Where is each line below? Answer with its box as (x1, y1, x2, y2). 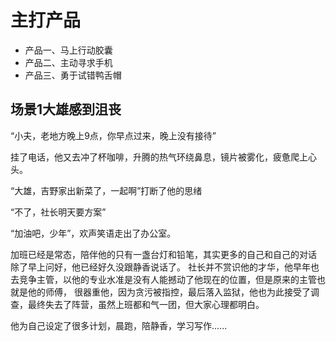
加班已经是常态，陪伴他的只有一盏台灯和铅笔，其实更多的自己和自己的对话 (10, 248, 317, 260)
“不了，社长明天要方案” (10, 206, 107, 218)
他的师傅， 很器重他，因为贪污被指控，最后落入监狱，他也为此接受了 (27, 286, 311, 298)
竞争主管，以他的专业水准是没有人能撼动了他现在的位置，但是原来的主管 (18, 273, 317, 285)
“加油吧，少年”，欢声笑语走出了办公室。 (10, 227, 177, 239)
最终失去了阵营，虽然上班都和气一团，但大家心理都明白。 (27, 298, 265, 310)
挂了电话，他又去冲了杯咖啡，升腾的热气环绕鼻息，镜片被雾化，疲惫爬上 (10, 151, 308, 163)
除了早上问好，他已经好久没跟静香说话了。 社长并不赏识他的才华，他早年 (10, 261, 311, 273)
